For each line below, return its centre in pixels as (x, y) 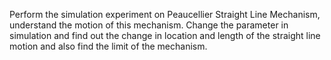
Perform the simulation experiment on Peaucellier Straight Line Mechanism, (165, 14)
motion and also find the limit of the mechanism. (108, 46)
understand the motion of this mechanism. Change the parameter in (149, 25)
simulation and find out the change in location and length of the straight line (165, 35)
